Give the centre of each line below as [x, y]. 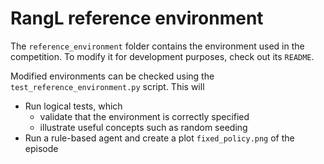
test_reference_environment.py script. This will [107, 86]
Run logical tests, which [73, 106]
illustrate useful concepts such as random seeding [143, 127]
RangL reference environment [137, 18]
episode [41, 148]
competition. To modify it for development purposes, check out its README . [162, 56]
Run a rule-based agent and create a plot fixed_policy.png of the [159, 138]
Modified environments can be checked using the [112, 76]
